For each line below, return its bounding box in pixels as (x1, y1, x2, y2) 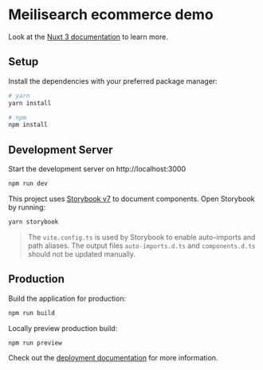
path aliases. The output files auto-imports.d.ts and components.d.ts (27, 241, 256, 250)
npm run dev (8, 179, 48, 188)
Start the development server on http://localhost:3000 (8, 164, 186, 174)
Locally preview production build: (8, 323, 118, 333)
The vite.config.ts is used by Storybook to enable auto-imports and (27, 232, 256, 242)
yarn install (8, 99, 52, 107)
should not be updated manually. (27, 249, 135, 258)
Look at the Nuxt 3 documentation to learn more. (8, 32, 169, 41)
